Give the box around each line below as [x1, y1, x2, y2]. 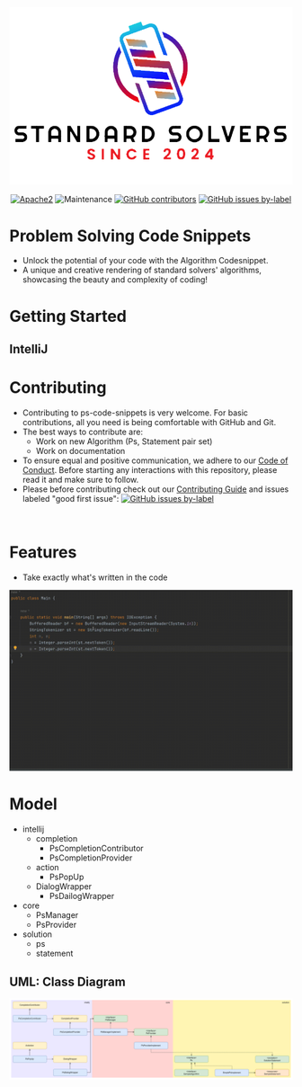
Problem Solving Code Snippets [9, 226, 252, 245]
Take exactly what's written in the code [22, 572, 168, 583]
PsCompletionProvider [49, 852, 133, 863]
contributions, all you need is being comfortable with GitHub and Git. [22, 416, 277, 427]
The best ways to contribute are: [22, 426, 144, 437]
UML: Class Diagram [9, 974, 126, 989]
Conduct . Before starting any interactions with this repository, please [22, 464, 278, 475]
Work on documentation [35, 445, 126, 456]
